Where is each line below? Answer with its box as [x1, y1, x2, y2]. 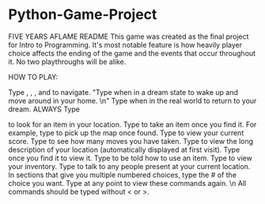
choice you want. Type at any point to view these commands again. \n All [8, 178, 247, 187]
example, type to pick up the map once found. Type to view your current [8, 128, 244, 138]
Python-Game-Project [8, 6, 157, 24]
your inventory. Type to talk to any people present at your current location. [8, 161, 251, 171]
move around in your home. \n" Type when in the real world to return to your [8, 96, 257, 105]
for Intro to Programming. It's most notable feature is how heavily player [8, 40, 243, 49]
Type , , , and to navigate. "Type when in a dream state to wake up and [8, 87, 239, 96]
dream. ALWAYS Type [8, 104, 81, 114]
